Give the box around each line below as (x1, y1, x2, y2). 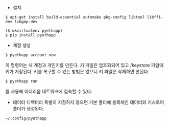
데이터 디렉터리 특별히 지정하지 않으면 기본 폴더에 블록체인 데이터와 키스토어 (12, 99, 164, 105)
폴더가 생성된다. (12, 106, 44, 112)
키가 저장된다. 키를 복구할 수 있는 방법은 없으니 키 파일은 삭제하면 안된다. (5, 69, 150, 74)
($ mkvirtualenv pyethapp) (5, 28, 63, 33)
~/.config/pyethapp (5, 116, 47, 121)
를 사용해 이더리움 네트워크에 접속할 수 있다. (5, 89, 93, 94)
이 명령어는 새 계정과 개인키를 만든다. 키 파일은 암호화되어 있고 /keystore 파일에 (5, 62, 164, 68)
